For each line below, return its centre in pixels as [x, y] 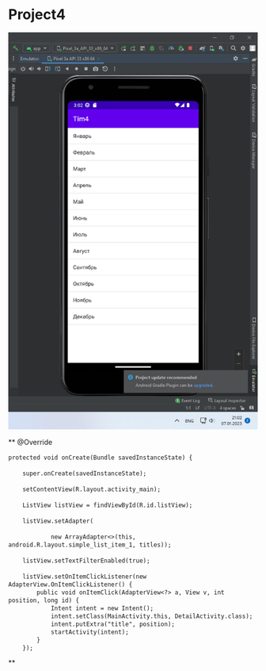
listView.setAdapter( [58, 521]
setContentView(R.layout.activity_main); [91, 489]
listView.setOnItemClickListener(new [85, 577]
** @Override [30, 443]
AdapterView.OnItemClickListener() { [70, 585]
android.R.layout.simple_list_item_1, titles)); [90, 545]
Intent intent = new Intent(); [102, 608]
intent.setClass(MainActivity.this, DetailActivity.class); [152, 616]
